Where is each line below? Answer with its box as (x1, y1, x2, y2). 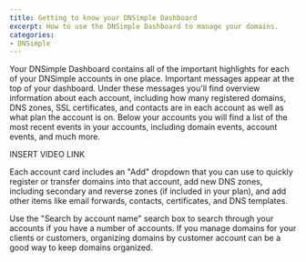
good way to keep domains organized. (9, 242, 153, 253)
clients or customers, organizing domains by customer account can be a (9, 233, 280, 244)
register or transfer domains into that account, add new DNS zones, (9, 176, 263, 187)
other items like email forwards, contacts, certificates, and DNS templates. (9, 196, 289, 207)
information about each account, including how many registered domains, (9, 93, 287, 104)
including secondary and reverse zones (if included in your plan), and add (9, 186, 287, 196)
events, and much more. (9, 131, 101, 142)
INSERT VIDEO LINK (9, 149, 85, 160)
